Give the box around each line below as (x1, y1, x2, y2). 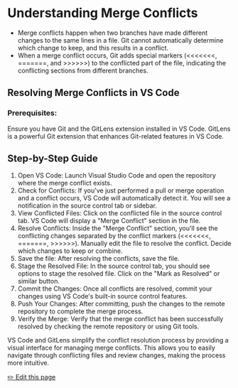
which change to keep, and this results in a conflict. (17, 43, 169, 52)
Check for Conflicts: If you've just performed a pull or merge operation (17, 186, 225, 195)
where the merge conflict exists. (17, 179, 112, 188)
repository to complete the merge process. (17, 307, 144, 316)
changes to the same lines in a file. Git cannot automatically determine (17, 36, 224, 44)
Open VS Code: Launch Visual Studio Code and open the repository (17, 171, 217, 180)
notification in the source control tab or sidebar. (17, 201, 158, 210)
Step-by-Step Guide (7, 153, 98, 165)
